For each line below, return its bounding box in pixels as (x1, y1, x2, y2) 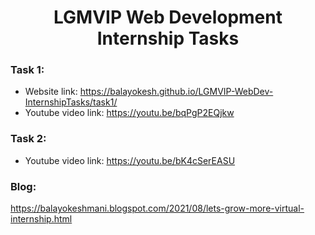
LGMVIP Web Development (53, 6, 283, 29)
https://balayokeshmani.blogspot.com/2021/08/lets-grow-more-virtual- (10, 202, 305, 215)
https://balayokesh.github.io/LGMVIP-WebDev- (79, 86, 274, 98)
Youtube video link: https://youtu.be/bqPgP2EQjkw (24, 107, 235, 119)
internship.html (10, 213, 73, 225)
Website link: (24, 86, 78, 98)
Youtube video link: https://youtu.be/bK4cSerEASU (24, 154, 236, 166)
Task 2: (10, 132, 47, 146)
